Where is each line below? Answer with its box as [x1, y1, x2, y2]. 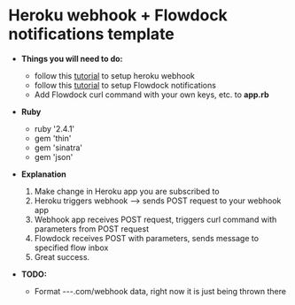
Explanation [20, 169, 67, 179]
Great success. [34, 251, 90, 262]
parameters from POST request [34, 223, 150, 234]
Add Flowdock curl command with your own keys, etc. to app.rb [34, 89, 269, 100]
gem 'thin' [34, 133, 72, 143]
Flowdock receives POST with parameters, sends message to [34, 233, 259, 243]
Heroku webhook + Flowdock [8, 5, 228, 26]
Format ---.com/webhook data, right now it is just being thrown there [34, 286, 287, 296]
